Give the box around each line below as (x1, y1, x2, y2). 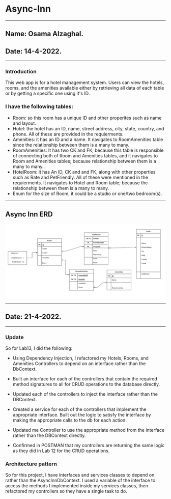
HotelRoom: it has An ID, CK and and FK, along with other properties (12, 169, 156, 175)
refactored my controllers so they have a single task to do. (5, 488, 127, 494)
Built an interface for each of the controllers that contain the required (12, 375, 158, 382)
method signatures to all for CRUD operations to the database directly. (12, 381, 160, 387)
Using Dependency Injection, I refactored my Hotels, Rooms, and (12, 355, 149, 361)
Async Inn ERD (5, 210, 53, 219)
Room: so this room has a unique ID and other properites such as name (12, 115, 162, 121)
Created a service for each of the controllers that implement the (12, 406, 147, 412)
